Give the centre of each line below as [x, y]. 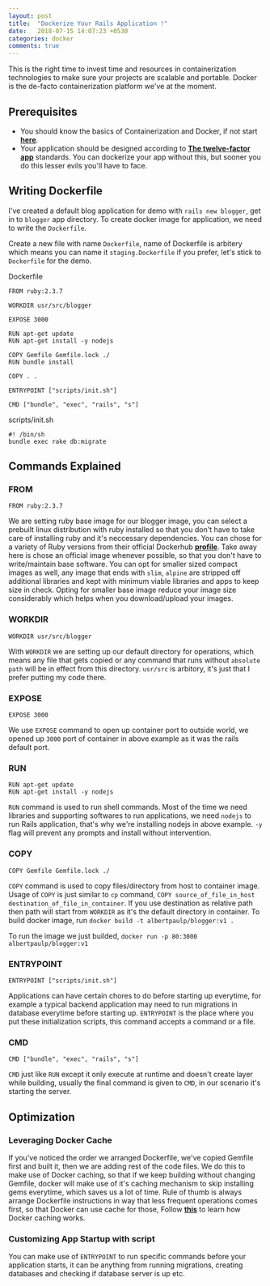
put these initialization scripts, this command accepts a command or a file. [132, 1021]
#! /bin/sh [27, 434]
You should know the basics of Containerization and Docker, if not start [139, 131]
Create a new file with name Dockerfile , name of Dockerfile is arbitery [125, 243]
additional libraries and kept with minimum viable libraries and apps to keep [134, 581]
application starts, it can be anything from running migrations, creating [126, 1265]
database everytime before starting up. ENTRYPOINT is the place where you [131, 1012]
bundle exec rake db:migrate [57, 441]
